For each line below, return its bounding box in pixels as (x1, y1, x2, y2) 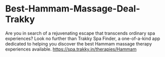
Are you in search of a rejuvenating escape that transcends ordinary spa (5, 30, 155, 36)
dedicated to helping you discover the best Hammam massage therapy (5, 40, 152, 46)
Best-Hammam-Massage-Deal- (5, 3, 140, 14)
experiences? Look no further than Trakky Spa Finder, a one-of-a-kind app (5, 35, 160, 41)
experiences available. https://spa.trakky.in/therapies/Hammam (5, 46, 137, 52)
